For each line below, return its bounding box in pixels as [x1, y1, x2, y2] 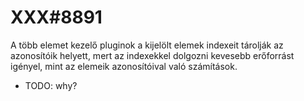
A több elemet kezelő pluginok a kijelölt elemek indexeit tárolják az [10, 39, 284, 51]
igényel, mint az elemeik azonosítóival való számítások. [10, 60, 238, 72]
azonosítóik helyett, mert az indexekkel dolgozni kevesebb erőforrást [10, 49, 295, 61]
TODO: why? [24, 79, 78, 91]
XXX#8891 [10, 6, 103, 29]
